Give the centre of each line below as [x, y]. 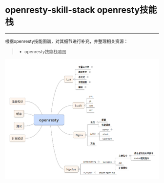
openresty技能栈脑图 [45, 51]
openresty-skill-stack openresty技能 [81, 10]
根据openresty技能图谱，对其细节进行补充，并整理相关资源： [67, 41]
